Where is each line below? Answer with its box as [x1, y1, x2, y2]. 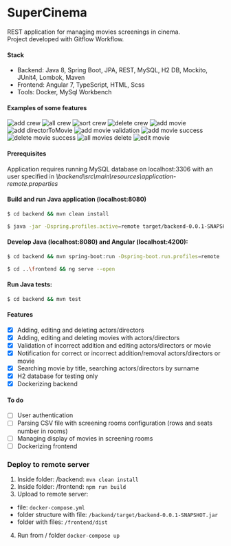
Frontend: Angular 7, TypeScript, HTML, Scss [16, 81, 145, 89]
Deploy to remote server [7, 459, 90, 469]
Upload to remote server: [16, 490, 89, 498]
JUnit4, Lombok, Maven [16, 74, 85, 82]
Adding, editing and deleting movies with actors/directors [16, 333, 180, 342]
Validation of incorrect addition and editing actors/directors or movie [16, 341, 212, 349]
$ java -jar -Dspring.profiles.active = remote [7, 222, 140, 230]
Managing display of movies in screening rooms [16, 434, 153, 442]
